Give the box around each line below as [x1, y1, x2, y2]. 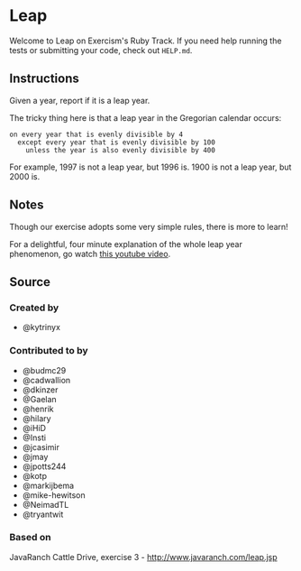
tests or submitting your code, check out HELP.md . [9, 44, 193, 55]
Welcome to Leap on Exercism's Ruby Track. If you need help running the [9, 35, 282, 46]
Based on [9, 531, 51, 544]
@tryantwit [22, 509, 64, 520]
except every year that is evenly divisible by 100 [17, 137, 216, 147]
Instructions [9, 71, 79, 87]
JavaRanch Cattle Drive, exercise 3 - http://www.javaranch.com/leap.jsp [9, 551, 278, 562]
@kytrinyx [22, 322, 61, 333]
